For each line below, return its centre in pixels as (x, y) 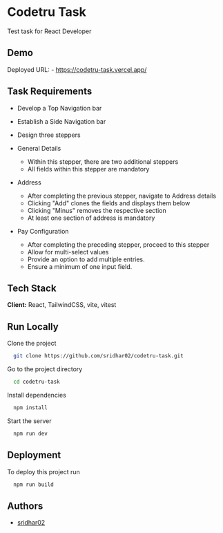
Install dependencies (37, 395)
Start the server (29, 421)
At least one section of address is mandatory (91, 218)
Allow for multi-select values (68, 252)
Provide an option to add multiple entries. (86, 259)
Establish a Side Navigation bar (61, 121)
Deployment (34, 455)
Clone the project (32, 344)
